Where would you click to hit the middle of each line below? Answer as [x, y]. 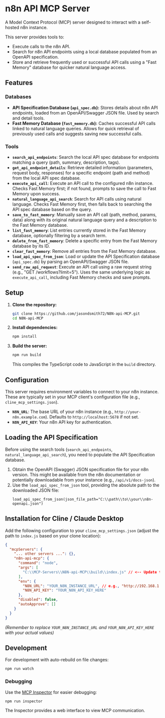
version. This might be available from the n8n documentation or [76, 475]
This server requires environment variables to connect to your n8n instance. [82, 392]
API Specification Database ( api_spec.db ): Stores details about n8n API [85, 107]
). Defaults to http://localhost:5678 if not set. [92, 417]
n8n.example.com [29, 418]
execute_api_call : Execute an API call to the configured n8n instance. [83, 183]
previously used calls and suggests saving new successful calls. [77, 134]
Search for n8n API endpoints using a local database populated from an [84, 52]
